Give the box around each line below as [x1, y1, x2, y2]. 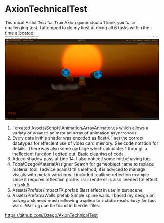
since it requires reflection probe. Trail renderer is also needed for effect [12, 177, 158, 182]
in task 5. [12, 182, 31, 188]
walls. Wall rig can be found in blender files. [12, 202, 100, 208]
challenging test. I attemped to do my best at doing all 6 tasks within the [5, 24, 150, 30]
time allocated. [5, 30, 35, 36]
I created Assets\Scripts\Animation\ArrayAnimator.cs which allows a [12, 125, 149, 131]
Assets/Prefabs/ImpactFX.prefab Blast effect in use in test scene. [12, 187, 144, 193]
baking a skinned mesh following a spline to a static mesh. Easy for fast [12, 197, 156, 203]
